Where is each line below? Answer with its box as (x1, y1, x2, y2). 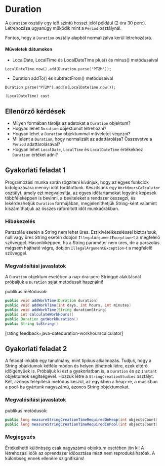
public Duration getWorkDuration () (5, 316, 79, 321)
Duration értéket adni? (12, 152, 58, 157)
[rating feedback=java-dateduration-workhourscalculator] (5, 330, 124, 336)
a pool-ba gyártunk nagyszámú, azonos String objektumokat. (5, 384, 130, 390)
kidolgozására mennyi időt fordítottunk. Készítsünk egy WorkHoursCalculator (5, 184, 161, 190)
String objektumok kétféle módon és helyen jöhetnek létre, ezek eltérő (5, 363, 148, 369)
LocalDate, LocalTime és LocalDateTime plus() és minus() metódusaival (12, 57, 158, 63)
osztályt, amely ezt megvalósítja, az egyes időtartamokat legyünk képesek (5, 190, 157, 196)
